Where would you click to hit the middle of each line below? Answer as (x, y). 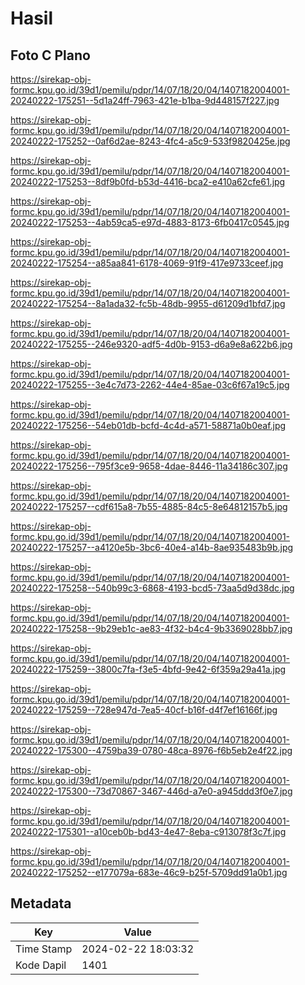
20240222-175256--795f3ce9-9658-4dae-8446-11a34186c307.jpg (149, 466)
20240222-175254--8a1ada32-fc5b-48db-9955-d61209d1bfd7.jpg (148, 303)
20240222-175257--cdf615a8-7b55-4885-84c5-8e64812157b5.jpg (149, 506)
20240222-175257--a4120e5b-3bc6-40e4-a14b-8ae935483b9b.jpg (152, 547)
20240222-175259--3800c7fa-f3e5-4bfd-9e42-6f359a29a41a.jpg (148, 669)
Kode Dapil (41, 965)
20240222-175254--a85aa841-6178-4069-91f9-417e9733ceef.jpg (147, 263)
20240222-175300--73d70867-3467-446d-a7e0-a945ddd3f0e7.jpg (151, 791)
